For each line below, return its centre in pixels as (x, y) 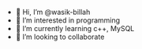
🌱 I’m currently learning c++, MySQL (75, 28)
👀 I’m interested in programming (68, 20)
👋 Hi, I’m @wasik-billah (53, 12)
